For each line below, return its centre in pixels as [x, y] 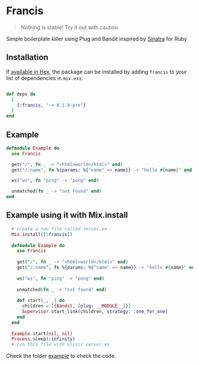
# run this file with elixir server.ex [61, 345]
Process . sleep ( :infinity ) [44, 339]
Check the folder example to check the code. [61, 356]
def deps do [21, 94]
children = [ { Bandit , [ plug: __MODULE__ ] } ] [76, 306]
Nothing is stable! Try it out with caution [69, 27]
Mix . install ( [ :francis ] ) [42, 234]
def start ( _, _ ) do [41, 300]
